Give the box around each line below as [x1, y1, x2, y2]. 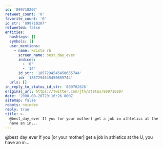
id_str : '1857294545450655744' [18, 71, 82, 76]
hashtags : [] [9, 35, 36, 40]
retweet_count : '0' [5, 12, 45, 17]
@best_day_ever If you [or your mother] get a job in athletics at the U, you [5, 134, 153, 140]
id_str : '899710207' [5, 21, 47, 26]
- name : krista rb [14, 48, 51, 53]
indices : [18, 57, 36, 62]
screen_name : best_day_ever [18, 52, 76, 58]
